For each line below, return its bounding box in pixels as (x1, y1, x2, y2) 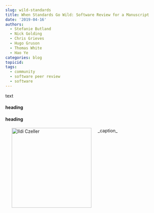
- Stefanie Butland (10, 27, 52, 32)
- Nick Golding (10, 31, 42, 36)
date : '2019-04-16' (5, 17, 47, 22)
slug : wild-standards (5, 7, 52, 13)
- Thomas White (10, 45, 42, 51)
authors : (5, 21, 24, 27)
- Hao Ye (10, 50, 29, 55)
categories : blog (5, 55, 42, 60)
